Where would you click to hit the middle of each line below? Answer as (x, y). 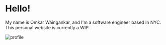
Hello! (18, 9)
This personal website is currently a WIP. (48, 27)
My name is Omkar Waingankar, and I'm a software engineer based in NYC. (83, 22)
